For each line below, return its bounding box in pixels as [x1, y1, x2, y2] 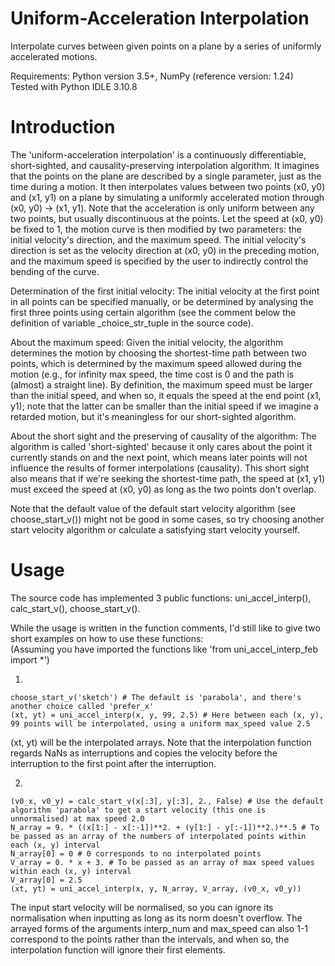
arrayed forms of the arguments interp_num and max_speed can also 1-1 [10, 922, 309, 934]
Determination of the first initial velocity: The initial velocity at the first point [10, 285, 320, 297]
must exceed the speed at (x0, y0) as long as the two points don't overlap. [10, 483, 317, 495]
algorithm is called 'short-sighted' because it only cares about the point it [10, 440, 313, 452]
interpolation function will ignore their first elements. [10, 943, 226, 956]
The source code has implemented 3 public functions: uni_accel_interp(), [10, 592, 312, 604]
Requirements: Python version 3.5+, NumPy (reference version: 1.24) [10, 70, 294, 82]
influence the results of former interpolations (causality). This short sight [10, 462, 310, 474]
